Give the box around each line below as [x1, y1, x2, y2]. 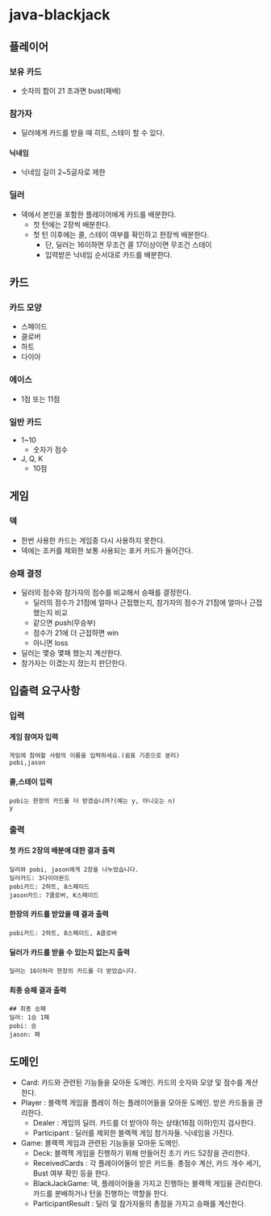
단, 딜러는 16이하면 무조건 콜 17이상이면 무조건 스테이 [44, 240, 212, 249]
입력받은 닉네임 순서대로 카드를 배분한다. [44, 249, 173, 259]
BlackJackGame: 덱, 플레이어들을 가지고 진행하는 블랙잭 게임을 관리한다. [32, 1179, 263, 1189]
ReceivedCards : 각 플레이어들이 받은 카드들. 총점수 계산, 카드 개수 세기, [32, 1159, 261, 1168]
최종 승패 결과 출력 [9, 985, 67, 995]
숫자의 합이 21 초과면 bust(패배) [20, 86, 122, 95]
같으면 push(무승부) [32, 618, 96, 627]
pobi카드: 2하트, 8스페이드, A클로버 [9, 929, 118, 937]
